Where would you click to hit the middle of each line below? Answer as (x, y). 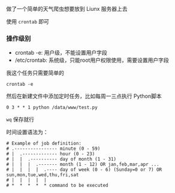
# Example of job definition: (44, 144)
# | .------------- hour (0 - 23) (51, 154)
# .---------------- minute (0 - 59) (53, 149)
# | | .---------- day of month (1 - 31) (61, 159)
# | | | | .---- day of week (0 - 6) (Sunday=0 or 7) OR (84, 170)
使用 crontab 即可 (28, 22)
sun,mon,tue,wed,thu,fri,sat (43, 175)
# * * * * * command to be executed (58, 186)
